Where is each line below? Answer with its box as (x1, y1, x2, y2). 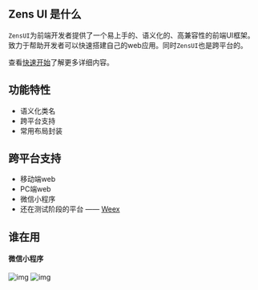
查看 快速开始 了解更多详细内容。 (8, 57, 114, 66)
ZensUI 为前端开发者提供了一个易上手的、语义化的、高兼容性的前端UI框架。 (8, 30, 255, 40)
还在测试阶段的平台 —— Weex (19, 204, 120, 214)
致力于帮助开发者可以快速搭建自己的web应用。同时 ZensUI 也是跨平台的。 (8, 40, 248, 50)
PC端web (19, 184, 51, 194)
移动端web (19, 175, 56, 184)
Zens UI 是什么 (8, 7, 82, 22)
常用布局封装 (19, 126, 62, 135)
